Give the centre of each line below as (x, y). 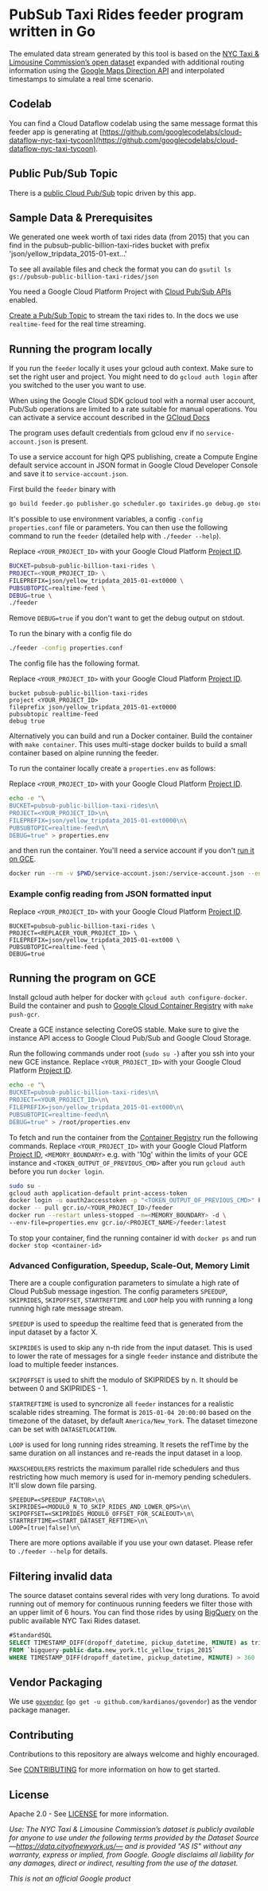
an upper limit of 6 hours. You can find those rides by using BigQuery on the (134, 1612)
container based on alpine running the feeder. (84, 753)
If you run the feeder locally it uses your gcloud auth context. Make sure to (131, 369)
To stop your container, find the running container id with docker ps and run (133, 1238)
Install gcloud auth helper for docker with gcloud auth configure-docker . (128, 998)
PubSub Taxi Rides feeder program (126, 15)
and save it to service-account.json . (69, 474)
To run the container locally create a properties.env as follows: (113, 768)
